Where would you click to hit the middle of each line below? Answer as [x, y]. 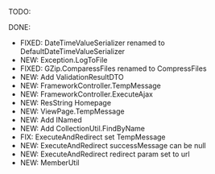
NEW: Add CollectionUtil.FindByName [82, 128]
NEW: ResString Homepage [65, 103]
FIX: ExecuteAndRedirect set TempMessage [93, 137]
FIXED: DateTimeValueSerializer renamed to [92, 43]
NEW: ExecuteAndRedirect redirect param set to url [105, 154]
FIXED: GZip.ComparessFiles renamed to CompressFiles [113, 68]
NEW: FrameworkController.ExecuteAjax [86, 94]
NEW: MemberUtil [50, 163]
